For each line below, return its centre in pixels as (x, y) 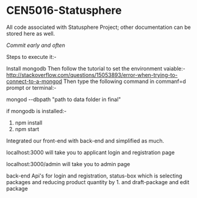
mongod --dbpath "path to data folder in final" (64, 99)
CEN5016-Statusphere (64, 11)
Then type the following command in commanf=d (124, 81)
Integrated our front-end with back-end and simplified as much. (85, 141)
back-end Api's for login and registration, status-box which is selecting (94, 176)
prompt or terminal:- (31, 87)
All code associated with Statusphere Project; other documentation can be (98, 27)
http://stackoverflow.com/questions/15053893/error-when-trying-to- (92, 75)
